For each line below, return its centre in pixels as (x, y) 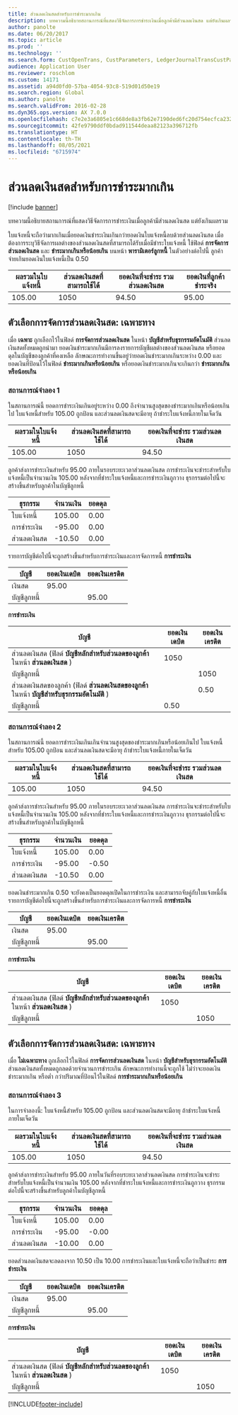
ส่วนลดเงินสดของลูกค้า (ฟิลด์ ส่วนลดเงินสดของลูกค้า (80, 686)
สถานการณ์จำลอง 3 (35, 1095)
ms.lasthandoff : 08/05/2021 (49, 146)
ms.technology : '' (35, 54)
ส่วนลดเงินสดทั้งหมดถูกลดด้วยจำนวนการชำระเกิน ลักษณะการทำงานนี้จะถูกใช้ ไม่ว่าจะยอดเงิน (114, 1068)
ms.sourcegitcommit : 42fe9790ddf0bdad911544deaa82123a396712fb (103, 126)
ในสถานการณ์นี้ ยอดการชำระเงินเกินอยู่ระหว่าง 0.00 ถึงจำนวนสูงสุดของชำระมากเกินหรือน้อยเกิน (119, 406)
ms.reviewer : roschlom (41, 73)
